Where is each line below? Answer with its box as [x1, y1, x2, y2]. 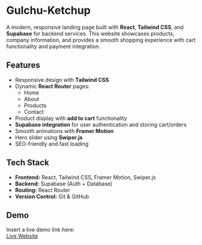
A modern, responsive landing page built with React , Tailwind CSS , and [6, 23, 184, 31]
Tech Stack [6, 158, 49, 168]
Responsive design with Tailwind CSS [14, 76, 109, 83]
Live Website [6, 232, 38, 240]
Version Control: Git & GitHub [14, 193, 89, 200]
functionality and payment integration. [6, 43, 101, 50]
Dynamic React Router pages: [14, 82, 90, 90]
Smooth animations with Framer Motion [14, 127, 114, 134]
